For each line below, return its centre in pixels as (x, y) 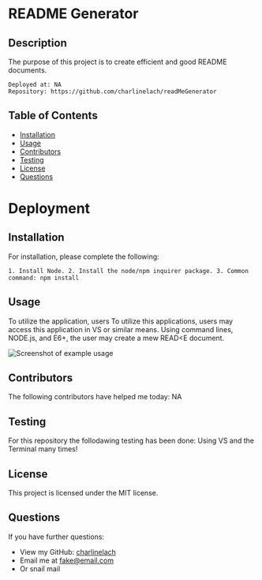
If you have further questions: (56, 537)
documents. (28, 70)
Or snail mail (40, 568)
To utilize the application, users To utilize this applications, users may (121, 321)
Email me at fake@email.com (67, 560)
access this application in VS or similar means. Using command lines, (121, 329)
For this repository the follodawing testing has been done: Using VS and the (131, 441)
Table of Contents (53, 116)
